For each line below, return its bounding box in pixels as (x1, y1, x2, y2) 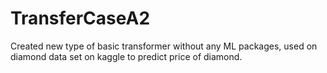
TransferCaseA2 (10, 7, 151, 30)
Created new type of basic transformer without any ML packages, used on (10, 40, 318, 52)
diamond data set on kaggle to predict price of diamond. (10, 50, 243, 62)
